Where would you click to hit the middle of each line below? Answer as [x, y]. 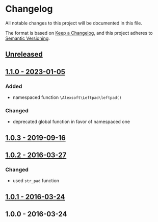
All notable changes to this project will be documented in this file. [74, 23]
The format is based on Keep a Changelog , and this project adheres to [79, 33]
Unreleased [24, 54]
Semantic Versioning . [28, 38]
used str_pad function [36, 181]
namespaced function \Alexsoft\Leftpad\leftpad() [67, 97]
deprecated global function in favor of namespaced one [71, 122]
